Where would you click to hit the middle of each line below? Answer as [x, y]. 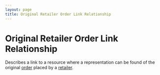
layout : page [18, 10]
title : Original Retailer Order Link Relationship [58, 14]
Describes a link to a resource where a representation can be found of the [80, 62]
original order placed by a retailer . [39, 68]
